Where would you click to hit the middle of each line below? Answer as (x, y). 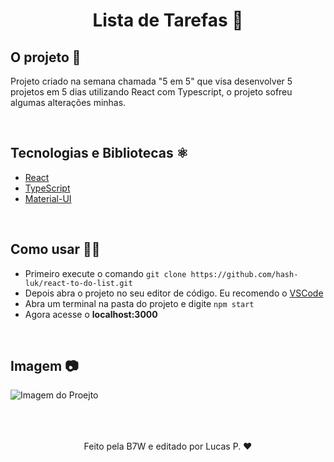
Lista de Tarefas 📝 (168, 20)
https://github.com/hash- (244, 274)
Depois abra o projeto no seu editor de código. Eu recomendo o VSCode (174, 293)
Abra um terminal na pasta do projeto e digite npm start (139, 303)
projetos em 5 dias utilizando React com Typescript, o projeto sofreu (151, 92)
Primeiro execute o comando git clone (105, 273)
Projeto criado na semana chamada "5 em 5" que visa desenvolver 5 (151, 81)
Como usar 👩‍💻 (55, 249)
